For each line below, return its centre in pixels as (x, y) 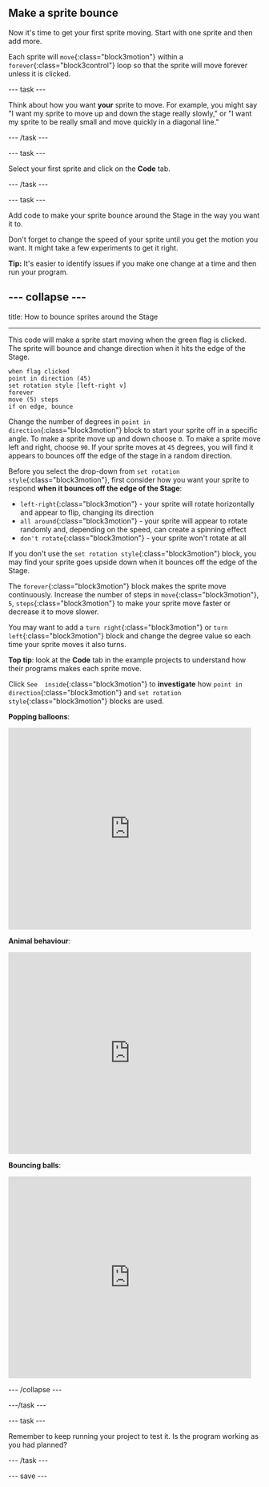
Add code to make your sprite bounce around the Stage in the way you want (134, 215)
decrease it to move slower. (54, 611)
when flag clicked (39, 371)
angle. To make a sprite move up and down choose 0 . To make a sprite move (134, 438)
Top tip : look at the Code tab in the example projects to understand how (127, 660)
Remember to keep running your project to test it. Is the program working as (133, 1436)
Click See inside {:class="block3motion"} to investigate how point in (125, 684)
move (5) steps (34, 399)
